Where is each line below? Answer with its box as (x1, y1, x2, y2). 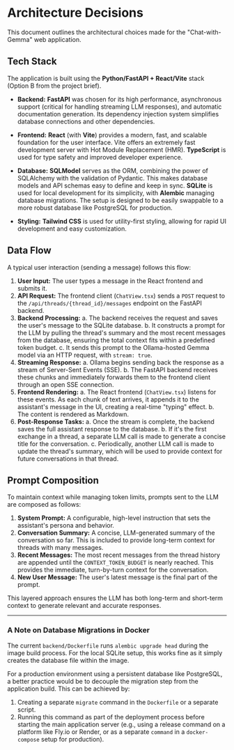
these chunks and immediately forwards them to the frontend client (17, 373, 211, 381)
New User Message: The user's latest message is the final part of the (17, 573, 218, 581)
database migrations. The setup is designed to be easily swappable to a (17, 196, 224, 204)
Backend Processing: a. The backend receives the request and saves (17, 314, 218, 322)
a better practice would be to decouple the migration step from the (7, 677, 198, 685)
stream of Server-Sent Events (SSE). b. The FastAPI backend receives (17, 365, 218, 374)
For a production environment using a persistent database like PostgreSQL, (7, 669, 223, 678)
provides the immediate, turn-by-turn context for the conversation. (17, 566, 209, 574)
